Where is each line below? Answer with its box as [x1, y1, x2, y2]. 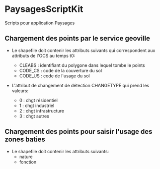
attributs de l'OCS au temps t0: [11, 53, 76, 58]
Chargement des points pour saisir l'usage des [4, 127, 153, 136]
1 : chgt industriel [19, 103, 55, 109]
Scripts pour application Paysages [4, 20, 75, 26]
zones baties [4, 135, 46, 144]
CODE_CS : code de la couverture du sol [19, 67, 102, 73]
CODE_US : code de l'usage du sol [19, 73, 90, 79]
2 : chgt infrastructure [19, 108, 64, 113]
